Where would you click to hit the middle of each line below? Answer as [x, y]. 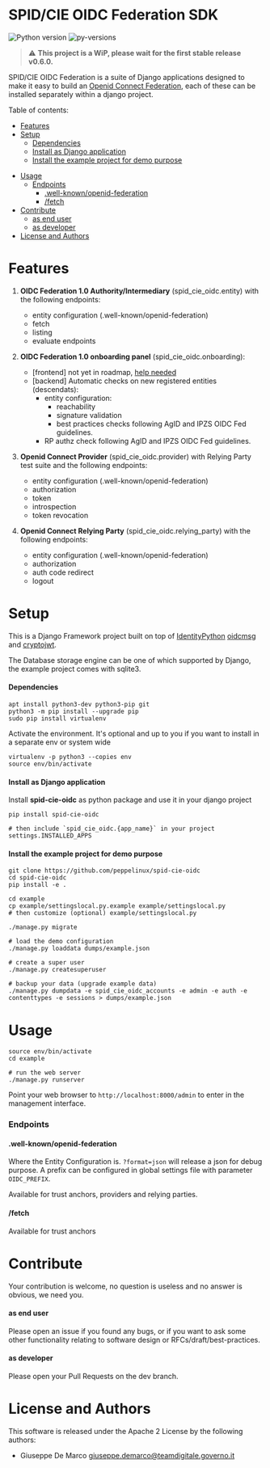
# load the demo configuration [61, 942]
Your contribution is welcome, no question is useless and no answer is [125, 1286]
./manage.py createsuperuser [57, 970]
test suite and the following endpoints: [84, 465]
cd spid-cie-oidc [38, 878]
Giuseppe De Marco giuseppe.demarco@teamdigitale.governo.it [127, 1455]
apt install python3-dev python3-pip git [79, 705]
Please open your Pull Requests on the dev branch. [93, 1377]
